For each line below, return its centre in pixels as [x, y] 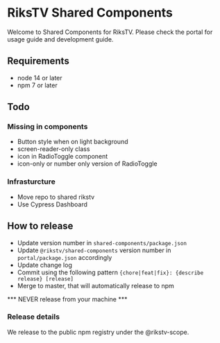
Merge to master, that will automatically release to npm [96, 285]
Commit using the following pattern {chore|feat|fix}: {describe [110, 272]
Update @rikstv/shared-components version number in [94, 250]
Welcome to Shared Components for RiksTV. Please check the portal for [110, 32]
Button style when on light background [73, 142]
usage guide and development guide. [60, 39]
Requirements [38, 61]
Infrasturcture [31, 182]
